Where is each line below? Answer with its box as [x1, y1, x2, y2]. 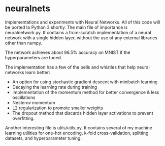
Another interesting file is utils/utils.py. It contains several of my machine [5, 124, 153, 130]
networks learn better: [5, 69, 50, 75]
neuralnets [5, 3, 51, 14]
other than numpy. [5, 40, 42, 46]
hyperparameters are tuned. [5, 54, 63, 60]
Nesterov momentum [12, 99, 55, 105]
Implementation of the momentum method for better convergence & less [12, 89, 159, 95]
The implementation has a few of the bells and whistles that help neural [5, 64, 150, 70]
